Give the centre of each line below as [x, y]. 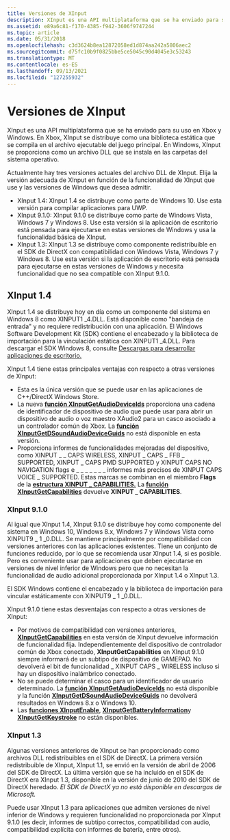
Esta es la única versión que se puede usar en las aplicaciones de [110, 389]
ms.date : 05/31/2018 [37, 39]
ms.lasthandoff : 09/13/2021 [47, 71]
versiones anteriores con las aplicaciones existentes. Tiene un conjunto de [112, 546]
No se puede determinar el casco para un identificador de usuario [110, 681]
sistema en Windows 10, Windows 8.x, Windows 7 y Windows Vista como [111, 532]
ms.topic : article [33, 33]
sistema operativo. [33, 159]
